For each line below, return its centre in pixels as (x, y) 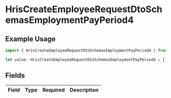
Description (84, 90)
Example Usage (31, 39)
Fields (15, 75)
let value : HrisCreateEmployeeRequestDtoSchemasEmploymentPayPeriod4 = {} (86, 59)
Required (54, 90)
